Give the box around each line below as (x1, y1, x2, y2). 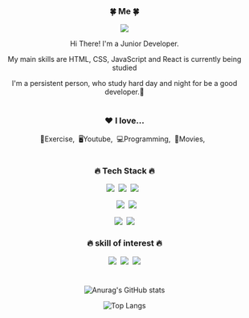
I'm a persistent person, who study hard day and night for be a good (11, 79, 238, 88)
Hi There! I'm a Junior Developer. (69, 39, 180, 49)
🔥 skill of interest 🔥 (87, 238, 162, 249)
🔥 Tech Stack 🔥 (93, 165, 156, 177)
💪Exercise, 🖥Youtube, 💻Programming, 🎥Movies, (39, 134, 206, 144)
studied (112, 63, 137, 73)
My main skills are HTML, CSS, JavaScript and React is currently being (7, 55, 242, 64)
